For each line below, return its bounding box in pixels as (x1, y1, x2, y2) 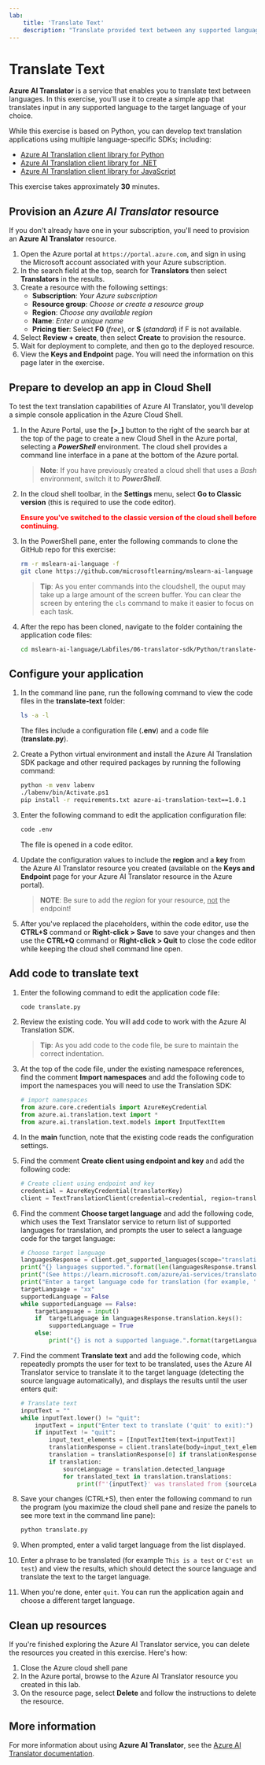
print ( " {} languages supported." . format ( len (20, 1264, 169, 1272)
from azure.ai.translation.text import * (20, 1111, 159, 1119)
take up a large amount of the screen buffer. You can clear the (39, 589, 241, 599)
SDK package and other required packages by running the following (20, 758, 241, 767)
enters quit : (20, 1384, 58, 1394)
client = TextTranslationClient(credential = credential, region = (20, 1194, 236, 1202)
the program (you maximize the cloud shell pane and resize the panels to (20, 1502, 257, 1512)
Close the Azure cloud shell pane (20, 1663, 128, 1673)
